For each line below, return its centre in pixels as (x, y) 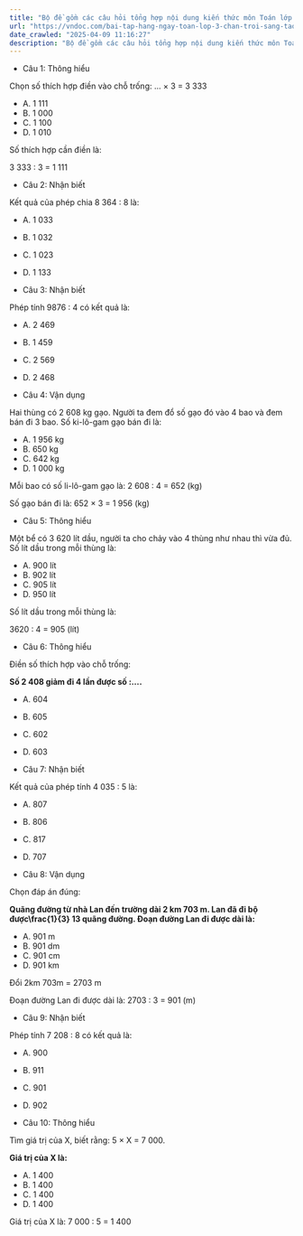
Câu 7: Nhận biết (54, 770)
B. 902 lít (39, 576)
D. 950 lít (39, 595)
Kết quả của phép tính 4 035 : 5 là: (73, 787)
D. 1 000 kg (43, 468)
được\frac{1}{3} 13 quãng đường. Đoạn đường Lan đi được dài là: (132, 919)
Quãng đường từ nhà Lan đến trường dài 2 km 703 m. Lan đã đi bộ (134, 910)
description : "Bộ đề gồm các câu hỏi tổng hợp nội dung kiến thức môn (145, 43)
